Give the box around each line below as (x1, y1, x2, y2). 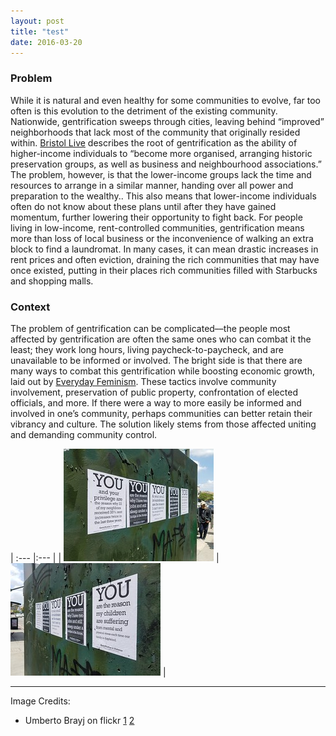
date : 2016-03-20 (10, 37, 83, 47)
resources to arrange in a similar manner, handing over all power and (10, 179, 294, 191)
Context (10, 300, 51, 314)
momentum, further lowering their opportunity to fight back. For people (10, 211, 303, 223)
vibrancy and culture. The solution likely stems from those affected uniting (10, 418, 317, 430)
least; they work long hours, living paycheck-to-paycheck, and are (10, 343, 284, 355)
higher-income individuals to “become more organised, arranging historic (10, 147, 313, 159)
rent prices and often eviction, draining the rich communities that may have (10, 253, 320, 265)
